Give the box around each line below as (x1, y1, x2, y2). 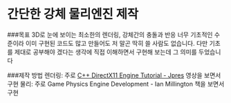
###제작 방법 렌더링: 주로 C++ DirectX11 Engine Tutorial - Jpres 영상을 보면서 (7, 71, 221, 79)
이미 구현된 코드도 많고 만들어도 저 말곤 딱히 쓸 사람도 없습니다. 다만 (25, 39, 208, 47)
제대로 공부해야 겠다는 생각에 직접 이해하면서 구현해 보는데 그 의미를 (14, 48, 197, 56)
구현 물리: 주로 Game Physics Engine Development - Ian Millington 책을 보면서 (7, 79, 225, 88)
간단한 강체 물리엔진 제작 (7, 6, 139, 22)
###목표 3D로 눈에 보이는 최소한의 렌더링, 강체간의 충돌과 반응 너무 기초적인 (7, 30, 213, 39)
